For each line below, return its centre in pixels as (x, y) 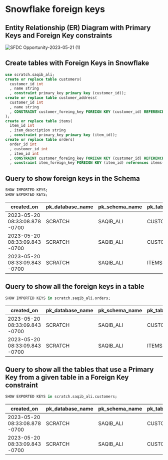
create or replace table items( (39, 121)
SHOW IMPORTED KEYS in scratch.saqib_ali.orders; (58, 298)
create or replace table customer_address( (51, 98)
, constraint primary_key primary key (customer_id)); (68, 93)
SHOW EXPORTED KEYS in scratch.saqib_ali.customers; (61, 397)
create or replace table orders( (40, 140)
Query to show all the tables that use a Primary (79, 369)
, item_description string (38, 130)
